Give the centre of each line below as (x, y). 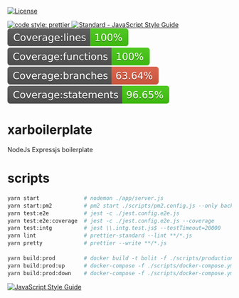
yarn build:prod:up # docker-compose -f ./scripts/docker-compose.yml (122, 266)
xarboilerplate (50, 130)
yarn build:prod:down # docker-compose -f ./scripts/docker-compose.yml (122, 273)
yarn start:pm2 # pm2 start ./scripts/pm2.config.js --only (113, 206)
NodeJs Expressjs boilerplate (51, 149)
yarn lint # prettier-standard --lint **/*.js (100, 236)
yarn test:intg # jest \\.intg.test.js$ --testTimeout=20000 (114, 228)
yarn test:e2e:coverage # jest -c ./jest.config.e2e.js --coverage (111, 220)
